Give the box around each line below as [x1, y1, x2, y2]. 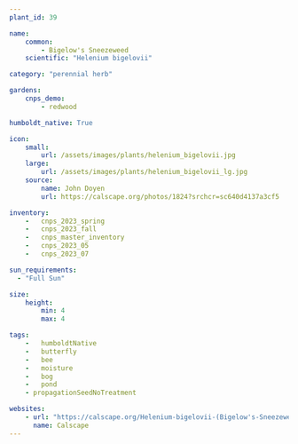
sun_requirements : [9, 266, 77, 274]
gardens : [9, 86, 42, 95]
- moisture [25, 363, 74, 373]
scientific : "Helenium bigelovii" [25, 54, 153, 63]
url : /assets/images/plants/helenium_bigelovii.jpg [41, 151, 237, 160]
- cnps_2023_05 [25, 242, 90, 250]
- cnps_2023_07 [25, 250, 90, 258]
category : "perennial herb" [9, 70, 114, 79]
